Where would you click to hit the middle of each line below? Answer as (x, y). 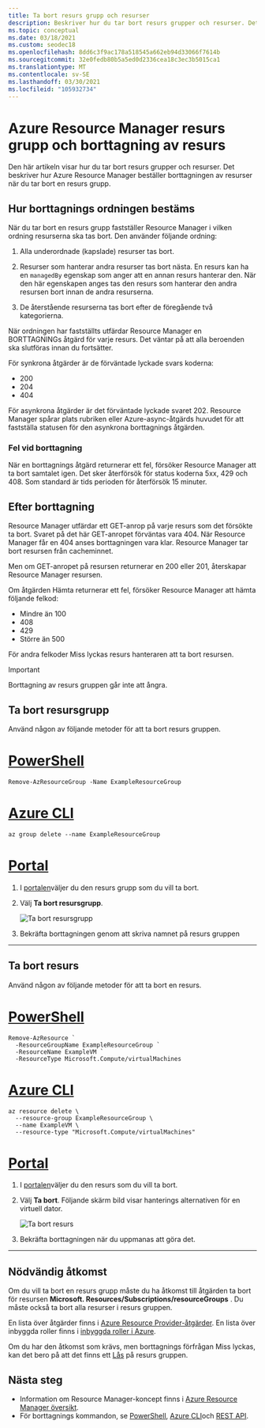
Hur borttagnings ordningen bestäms (102, 208)
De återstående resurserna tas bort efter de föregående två (116, 307)
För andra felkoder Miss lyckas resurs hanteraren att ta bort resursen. (121, 654)
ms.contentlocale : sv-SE (49, 74)
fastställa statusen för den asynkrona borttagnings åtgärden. (106, 427)
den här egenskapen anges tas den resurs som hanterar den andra (128, 284)
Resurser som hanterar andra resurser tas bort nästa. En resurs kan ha (134, 267)
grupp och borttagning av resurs (117, 145)
